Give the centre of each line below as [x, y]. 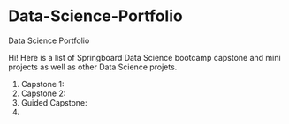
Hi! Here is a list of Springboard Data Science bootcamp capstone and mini [144, 57]
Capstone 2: [43, 93]
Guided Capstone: [54, 102]
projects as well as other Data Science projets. [93, 67]
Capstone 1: [42, 84]
